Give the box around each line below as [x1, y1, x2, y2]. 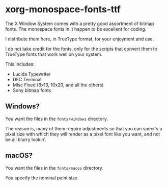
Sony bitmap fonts [12, 87, 51, 93]
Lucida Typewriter [12, 71, 51, 77]
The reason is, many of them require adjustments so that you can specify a [5, 125, 162, 131]
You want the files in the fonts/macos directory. [5, 165, 103, 171]
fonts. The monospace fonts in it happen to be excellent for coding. [5, 26, 147, 32]
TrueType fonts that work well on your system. [5, 51, 103, 57]
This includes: [5, 61, 35, 67]
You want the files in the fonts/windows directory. [5, 115, 108, 122]
